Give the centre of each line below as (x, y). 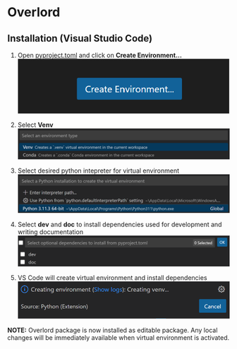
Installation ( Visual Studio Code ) (80, 38)
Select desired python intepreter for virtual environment (98, 171)
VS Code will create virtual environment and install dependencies (112, 277)
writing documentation (50, 232)
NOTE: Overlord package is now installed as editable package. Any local (113, 330)
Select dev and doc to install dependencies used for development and (120, 224)
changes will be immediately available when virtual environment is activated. (119, 338)
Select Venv (35, 125)
